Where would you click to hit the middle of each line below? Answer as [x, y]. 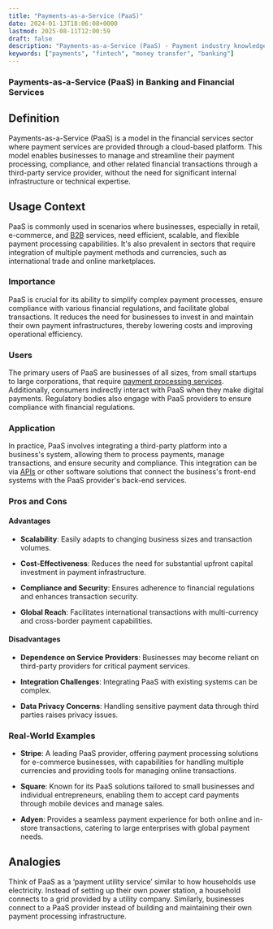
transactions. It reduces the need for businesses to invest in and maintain [131, 317]
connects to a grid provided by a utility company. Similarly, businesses [126, 899]
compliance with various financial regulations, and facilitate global [119, 308]
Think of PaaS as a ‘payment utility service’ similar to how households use [132, 881]
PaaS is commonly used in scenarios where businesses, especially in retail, [134, 226]
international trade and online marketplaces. [82, 261]
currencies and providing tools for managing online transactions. [128, 771]
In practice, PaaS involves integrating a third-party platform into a [118, 446]
